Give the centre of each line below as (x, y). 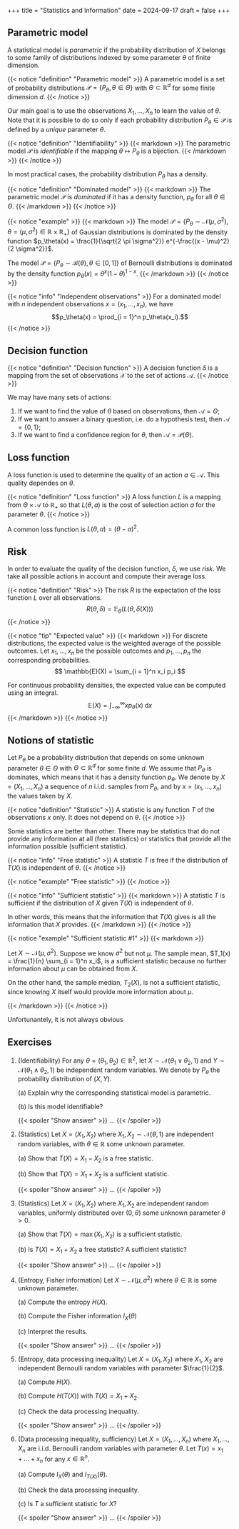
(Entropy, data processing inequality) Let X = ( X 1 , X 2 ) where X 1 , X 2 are (120, 1360)
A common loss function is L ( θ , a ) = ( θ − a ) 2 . (73, 528)
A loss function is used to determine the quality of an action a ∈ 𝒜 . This (113, 475)
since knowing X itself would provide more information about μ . (101, 992)
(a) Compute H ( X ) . (45, 1382)
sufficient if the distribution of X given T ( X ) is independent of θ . (101, 903)
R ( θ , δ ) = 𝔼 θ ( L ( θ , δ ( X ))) (120, 610)
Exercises (30, 1042)
